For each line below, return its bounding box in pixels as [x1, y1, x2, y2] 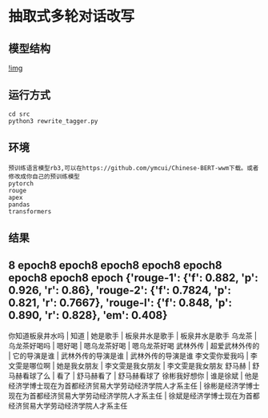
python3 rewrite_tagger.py [8, 117, 98, 125]
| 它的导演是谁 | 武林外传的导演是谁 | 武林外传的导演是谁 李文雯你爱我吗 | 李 [8, 351, 258, 360]
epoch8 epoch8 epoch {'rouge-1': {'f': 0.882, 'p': [8, 271, 258, 285]
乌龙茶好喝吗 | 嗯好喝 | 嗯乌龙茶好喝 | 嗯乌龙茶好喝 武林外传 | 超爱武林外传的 [8, 340, 260, 350]
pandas [8, 201, 30, 209]
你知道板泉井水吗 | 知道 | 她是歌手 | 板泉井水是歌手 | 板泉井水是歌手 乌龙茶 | [8, 331, 258, 340]
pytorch [8, 179, 34, 188]
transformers [8, 207, 52, 216]
